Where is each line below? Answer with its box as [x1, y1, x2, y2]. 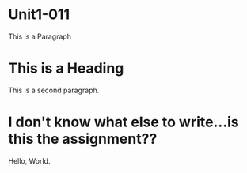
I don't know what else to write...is [8, 113, 239, 131]
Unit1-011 [8, 6, 70, 24]
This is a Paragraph [8, 32, 72, 41]
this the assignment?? [8, 130, 158, 148]
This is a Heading [8, 59, 124, 77]
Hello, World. [8, 156, 51, 165]
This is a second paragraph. [8, 85, 100, 95]
